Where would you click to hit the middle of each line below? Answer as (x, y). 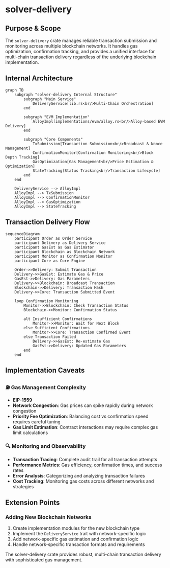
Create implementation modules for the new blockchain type (76, 528)
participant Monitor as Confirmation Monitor (64, 256)
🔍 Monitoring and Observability (46, 446)
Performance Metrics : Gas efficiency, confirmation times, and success (87, 465)
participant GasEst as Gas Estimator (54, 247)
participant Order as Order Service (53, 238)
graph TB (15, 90)
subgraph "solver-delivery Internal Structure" (66, 95)
